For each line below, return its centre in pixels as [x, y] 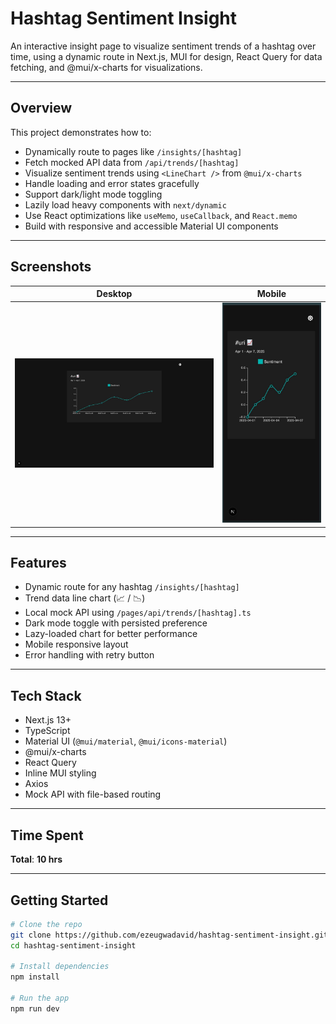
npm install [35, 977]
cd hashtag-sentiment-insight [73, 945]
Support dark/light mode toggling [93, 194]
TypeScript [47, 731]
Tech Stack [46, 695]
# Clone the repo [46, 924]
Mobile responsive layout [76, 644]
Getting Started [59, 900]
